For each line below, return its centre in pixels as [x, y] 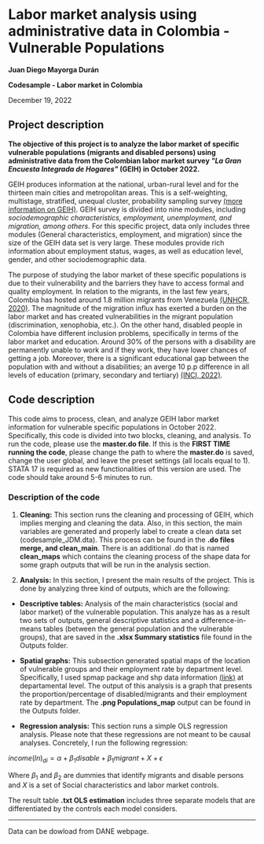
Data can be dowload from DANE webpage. [79, 831]
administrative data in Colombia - [119, 31]
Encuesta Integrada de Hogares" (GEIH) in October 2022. [104, 169]
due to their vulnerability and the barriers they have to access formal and [126, 283]
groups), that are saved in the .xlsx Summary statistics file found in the [136, 637]
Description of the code [54, 497]
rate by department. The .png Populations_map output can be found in [135, 702]
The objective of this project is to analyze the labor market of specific [124, 144]
